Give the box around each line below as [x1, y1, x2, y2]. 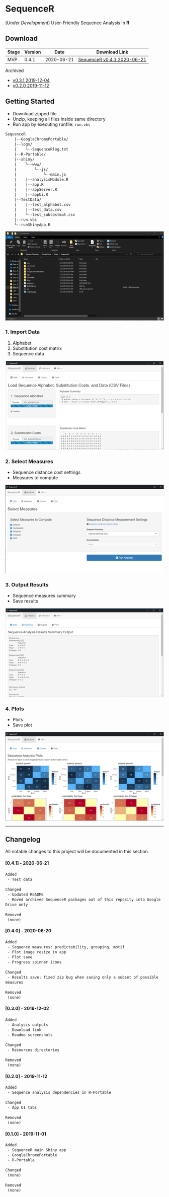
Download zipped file [12, 110, 57, 116]
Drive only [5, 902, 28, 907]
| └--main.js [14, 172, 66, 177]
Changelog [5, 835, 41, 844]
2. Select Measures [5, 458, 54, 465]
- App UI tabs [7, 1105, 37, 1110]
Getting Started [5, 97, 55, 106]
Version [24, 49, 41, 55]
